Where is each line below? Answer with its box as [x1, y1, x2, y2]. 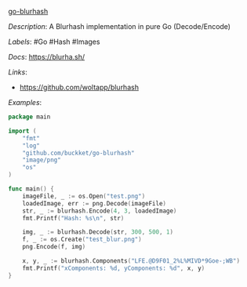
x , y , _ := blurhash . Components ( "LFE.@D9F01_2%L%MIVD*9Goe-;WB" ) [22, 257, 241, 265]
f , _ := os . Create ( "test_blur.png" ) [22, 235, 143, 244]
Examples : [8, 98, 42, 107]
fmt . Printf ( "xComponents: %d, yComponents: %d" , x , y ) [22, 264, 205, 272]
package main [8, 113, 51, 121]
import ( [8, 127, 37, 135]
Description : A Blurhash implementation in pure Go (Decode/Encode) [8, 22, 231, 31]
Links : [8, 67, 27, 77]
